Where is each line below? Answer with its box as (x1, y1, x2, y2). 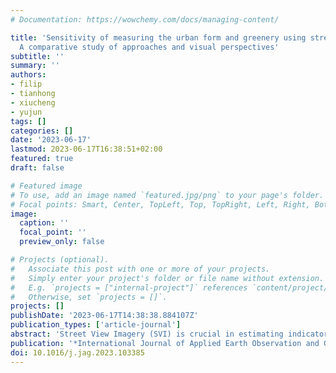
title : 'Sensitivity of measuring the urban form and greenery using (10, 32, 307, 43)
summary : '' (10, 61, 60, 71)
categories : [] (10, 126, 74, 136)
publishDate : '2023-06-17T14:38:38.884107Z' (10, 311, 199, 321)
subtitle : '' (10, 51, 65, 61)
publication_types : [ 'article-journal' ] (10, 320, 182, 330)
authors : (10, 70, 47, 80)
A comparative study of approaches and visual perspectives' (19, 42, 280, 52)
